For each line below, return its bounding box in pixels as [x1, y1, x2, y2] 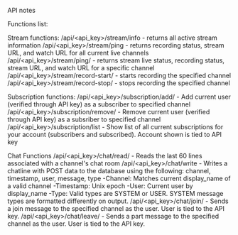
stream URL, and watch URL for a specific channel [7, 64, 155, 72]
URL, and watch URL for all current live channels [7, 49, 149, 57]
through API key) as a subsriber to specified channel [7, 115, 161, 124]
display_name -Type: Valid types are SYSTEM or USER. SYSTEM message [7, 190, 224, 197]
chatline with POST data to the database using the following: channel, [7, 167, 211, 175]
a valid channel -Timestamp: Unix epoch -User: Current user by [7, 182, 193, 190]
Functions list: [7, 20, 48, 28]
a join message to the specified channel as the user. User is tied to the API [7, 204, 225, 212]
